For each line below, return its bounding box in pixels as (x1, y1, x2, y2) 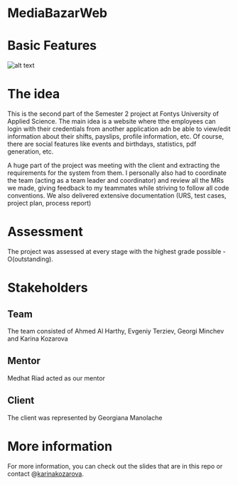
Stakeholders (7, 279, 88, 296)
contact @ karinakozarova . (7, 469, 84, 478)
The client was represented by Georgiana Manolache (7, 413, 163, 422)
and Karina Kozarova (7, 334, 69, 343)
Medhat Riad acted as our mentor (7, 373, 105, 382)
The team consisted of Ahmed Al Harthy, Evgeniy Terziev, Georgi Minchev (7, 327, 225, 335)
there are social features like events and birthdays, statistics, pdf (7, 140, 197, 149)
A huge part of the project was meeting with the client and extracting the (7, 161, 220, 170)
